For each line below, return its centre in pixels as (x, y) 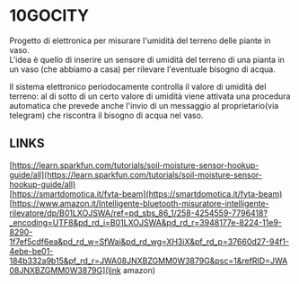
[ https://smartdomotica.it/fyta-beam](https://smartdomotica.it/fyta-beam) (146, 193)
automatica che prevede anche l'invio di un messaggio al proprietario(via (144, 105)
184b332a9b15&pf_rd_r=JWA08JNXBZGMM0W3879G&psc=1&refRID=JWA (149, 261)
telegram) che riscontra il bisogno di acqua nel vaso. (106, 115)
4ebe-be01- (31, 251)
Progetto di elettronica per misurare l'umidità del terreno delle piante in (140, 40)
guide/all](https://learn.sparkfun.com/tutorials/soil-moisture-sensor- (136, 174)
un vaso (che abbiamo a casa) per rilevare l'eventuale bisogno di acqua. (142, 69)
